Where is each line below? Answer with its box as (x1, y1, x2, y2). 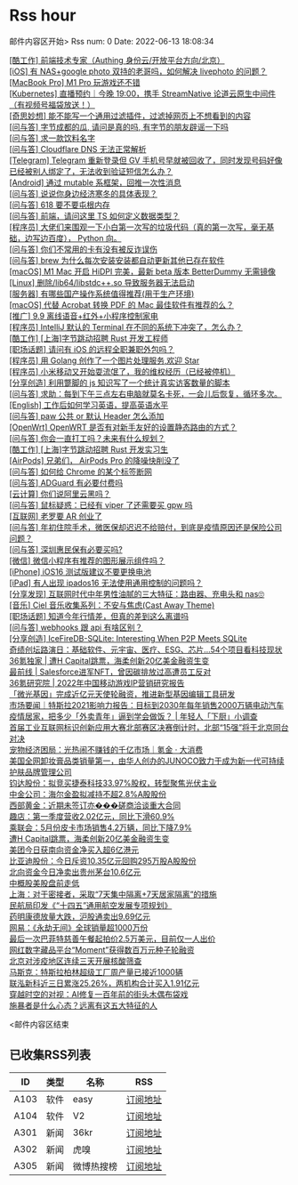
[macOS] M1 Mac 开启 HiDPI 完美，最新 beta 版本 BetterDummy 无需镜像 (9, 266, 276, 277)
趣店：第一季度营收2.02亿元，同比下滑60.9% (9, 810, 175, 821)
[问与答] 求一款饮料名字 (9, 133, 96, 143)
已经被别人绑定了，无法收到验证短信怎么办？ (9, 165, 173, 176)
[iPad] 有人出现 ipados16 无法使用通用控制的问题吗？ (9, 577, 203, 588)
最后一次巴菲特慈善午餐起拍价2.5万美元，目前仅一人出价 (9, 933, 216, 944)
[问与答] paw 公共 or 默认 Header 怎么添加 (9, 410, 165, 421)
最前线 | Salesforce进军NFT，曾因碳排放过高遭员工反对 (9, 666, 212, 677)
